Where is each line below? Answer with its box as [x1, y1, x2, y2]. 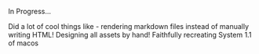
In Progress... [8, 7, 52, 16]
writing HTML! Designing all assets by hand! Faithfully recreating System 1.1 [8, 31, 252, 39]
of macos [8, 38, 39, 48]
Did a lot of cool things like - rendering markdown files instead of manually [8, 22, 250, 31]
